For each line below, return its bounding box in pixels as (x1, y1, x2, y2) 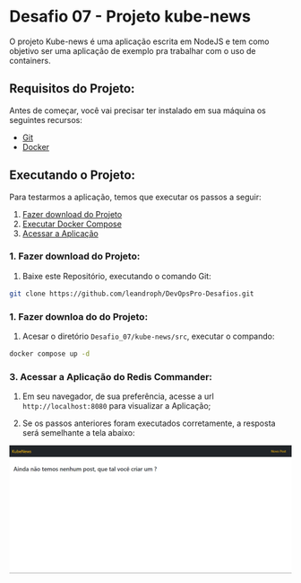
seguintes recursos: (9, 114, 82, 125)
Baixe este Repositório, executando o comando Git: (21, 270, 212, 281)
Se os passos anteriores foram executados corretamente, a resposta (21, 418, 276, 428)
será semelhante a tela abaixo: (21, 428, 135, 438)
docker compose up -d (9, 349, 90, 358)
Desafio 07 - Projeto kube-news (9, 6, 251, 27)
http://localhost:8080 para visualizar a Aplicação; (21, 401, 211, 411)
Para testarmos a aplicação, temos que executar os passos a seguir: (9, 191, 262, 202)
